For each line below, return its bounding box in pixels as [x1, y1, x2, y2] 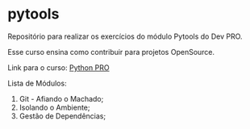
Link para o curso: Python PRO [7, 62, 110, 73]
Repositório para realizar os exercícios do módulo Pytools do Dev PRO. [7, 31, 243, 41]
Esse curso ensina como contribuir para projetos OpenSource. [7, 47, 215, 56]
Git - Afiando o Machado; [19, 94, 104, 103]
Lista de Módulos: [7, 78, 67, 88]
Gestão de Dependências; [19, 110, 106, 121]
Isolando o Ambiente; [19, 102, 90, 112]
